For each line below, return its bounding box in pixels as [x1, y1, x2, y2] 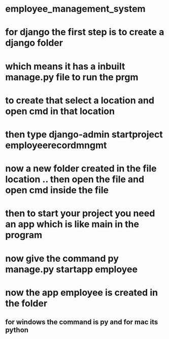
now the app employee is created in [5, 287, 158, 298]
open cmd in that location [5, 105, 115, 117]
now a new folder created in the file [5, 163, 157, 175]
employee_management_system [5, 3, 146, 15]
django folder [5, 37, 63, 49]
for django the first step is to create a [5, 26, 164, 38]
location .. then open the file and [5, 174, 145, 185]
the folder [5, 297, 48, 309]
